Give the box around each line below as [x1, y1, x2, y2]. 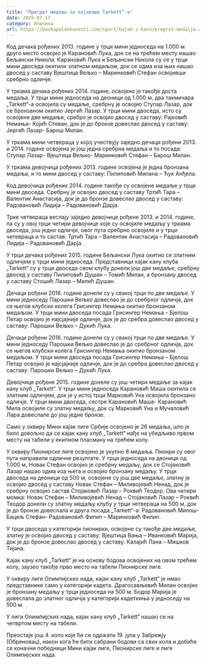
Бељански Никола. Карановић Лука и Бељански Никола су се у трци [6, 56, 188, 63]
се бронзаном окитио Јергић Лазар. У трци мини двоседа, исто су [6, 107, 182, 114]
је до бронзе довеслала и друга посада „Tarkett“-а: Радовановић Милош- [6, 507, 199, 514]
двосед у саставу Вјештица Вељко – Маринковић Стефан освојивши [6, 69, 186, 77]
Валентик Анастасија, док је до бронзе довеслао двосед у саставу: [6, 195, 184, 203]
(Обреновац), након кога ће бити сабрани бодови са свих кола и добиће [6, 638, 197, 646]
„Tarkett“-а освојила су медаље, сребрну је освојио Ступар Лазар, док [6, 101, 193, 108]
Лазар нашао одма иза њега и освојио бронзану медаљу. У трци [6, 467, 177, 475]
